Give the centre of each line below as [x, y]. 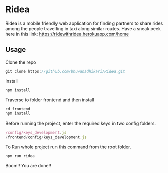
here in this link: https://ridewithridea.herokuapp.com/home [67, 34]
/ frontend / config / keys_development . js [46, 137]
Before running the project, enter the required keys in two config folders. [81, 123]
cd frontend [18, 109]
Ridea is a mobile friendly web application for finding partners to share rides [84, 23]
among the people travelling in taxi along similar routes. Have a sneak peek [83, 28]
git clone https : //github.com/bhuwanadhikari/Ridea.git [65, 71]
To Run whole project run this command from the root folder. [68, 147]
